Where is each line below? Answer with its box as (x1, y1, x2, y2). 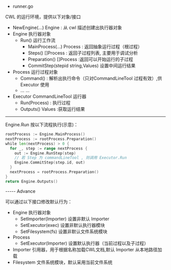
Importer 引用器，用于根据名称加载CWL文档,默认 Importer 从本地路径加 (12, 246, 162, 252)
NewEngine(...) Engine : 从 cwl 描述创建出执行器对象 (12, 24, 122, 30)
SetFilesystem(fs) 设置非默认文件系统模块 (20, 228, 108, 234)
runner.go (12, 4, 34, 9)
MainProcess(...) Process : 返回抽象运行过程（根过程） (27, 44, 142, 49)
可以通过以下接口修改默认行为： (5, 198, 72, 205)
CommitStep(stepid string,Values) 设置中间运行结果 (27, 62, 136, 69)
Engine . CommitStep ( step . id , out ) (14, 160, 85, 165)
